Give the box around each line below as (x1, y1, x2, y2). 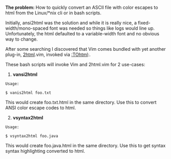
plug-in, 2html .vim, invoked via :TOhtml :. (5, 51, 91, 57)
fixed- (138, 20, 151, 26)
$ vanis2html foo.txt (5, 90, 52, 95)
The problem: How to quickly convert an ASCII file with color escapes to (5, 5, 158, 10)
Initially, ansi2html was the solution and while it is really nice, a (5, 20, 137, 26)
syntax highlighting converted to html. (5, 148, 85, 154)
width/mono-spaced (5, 25, 49, 31)
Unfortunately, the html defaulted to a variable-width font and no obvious (5, 31, 160, 36)
